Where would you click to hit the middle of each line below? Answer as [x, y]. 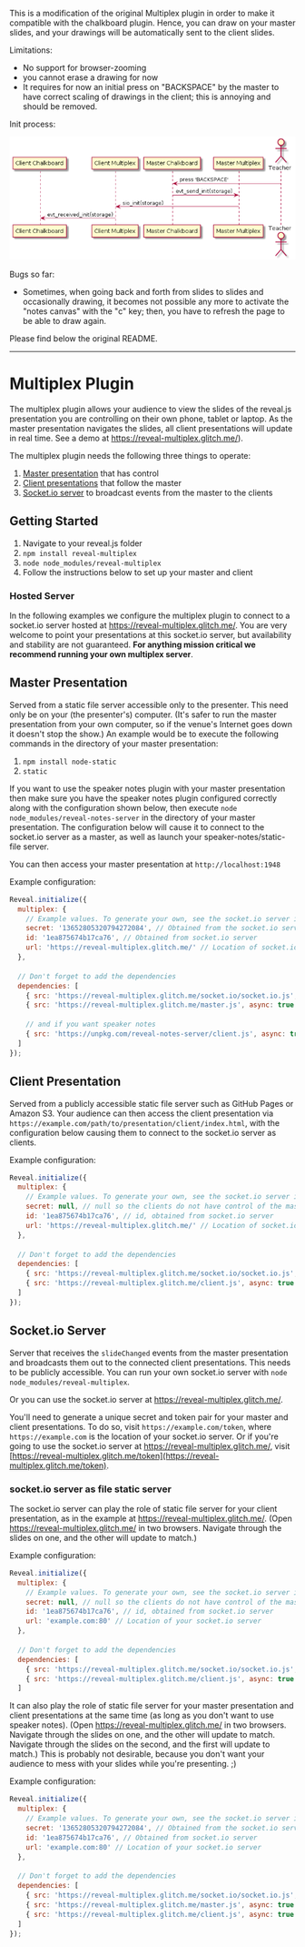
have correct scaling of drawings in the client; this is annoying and [147, 96]
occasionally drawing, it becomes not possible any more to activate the [156, 301]
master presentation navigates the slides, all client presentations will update [151, 428]
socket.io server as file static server [91, 1489]
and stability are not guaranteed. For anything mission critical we [133, 644]
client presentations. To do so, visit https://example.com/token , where [141, 1426]
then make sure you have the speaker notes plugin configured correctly [143, 798]
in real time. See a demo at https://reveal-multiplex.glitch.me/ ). [126, 438]
